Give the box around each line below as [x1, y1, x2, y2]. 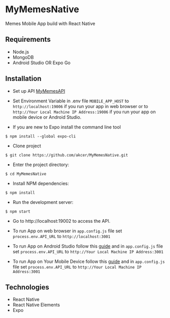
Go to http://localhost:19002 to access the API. [12, 218, 111, 224]
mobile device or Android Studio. [12, 114, 82, 120]
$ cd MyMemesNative [5, 171, 47, 176]
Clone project [12, 143, 42, 149]
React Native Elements [12, 302, 60, 308]
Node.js [12, 48, 29, 55]
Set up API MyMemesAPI [12, 88, 65, 94]
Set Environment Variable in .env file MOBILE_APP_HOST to [12, 98, 129, 104]
